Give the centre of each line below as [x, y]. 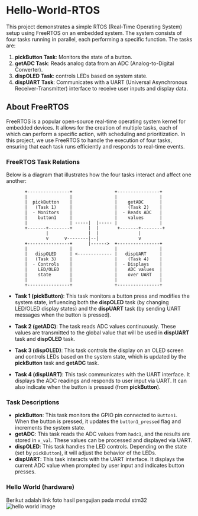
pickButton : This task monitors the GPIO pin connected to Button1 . [96, 415]
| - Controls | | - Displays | [93, 265]
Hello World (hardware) [40, 487]
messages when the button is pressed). [63, 315]
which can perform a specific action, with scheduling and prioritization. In [96, 134]
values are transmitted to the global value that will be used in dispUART [102, 333]
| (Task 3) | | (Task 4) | [93, 259]
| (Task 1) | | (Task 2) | [93, 208]
